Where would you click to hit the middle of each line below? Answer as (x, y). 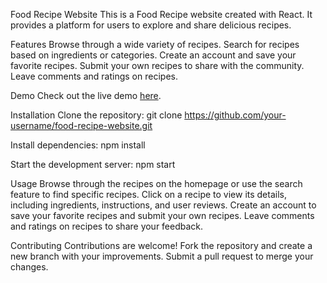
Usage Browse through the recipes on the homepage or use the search (156, 183)
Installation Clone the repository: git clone (96, 115)
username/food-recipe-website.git (81, 125)
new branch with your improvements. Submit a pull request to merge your (162, 256)
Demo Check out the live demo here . (86, 95)
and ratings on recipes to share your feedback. (107, 226)
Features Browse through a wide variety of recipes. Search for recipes (155, 44)
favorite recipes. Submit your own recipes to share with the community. (157, 65)
